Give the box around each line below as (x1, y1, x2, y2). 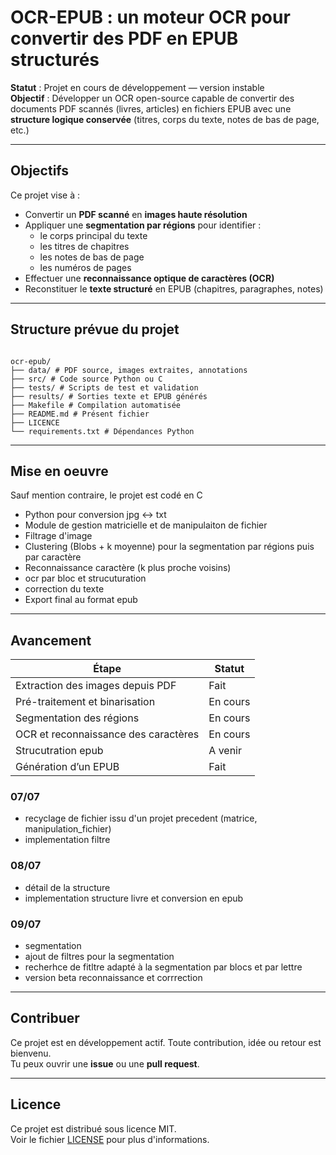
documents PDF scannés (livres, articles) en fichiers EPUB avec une (10, 102, 292, 115)
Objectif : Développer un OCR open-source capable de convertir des (10, 92, 295, 104)
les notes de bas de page (39, 251, 145, 263)
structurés (10, 49, 100, 71)
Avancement (10, 632, 92, 649)
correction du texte (24, 583, 105, 595)
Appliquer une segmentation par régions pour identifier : (24, 219, 262, 231)
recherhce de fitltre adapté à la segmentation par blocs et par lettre (24, 961, 303, 973)
